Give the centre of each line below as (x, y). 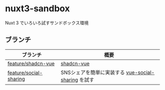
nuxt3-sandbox (38, 9)
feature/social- (25, 73)
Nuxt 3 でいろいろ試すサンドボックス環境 (47, 23)
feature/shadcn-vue (31, 63)
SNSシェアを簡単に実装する (93, 72)
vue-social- (140, 72)
